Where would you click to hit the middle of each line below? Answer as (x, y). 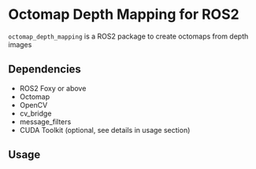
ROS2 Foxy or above (53, 88)
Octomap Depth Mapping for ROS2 (124, 15)
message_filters (45, 121)
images (20, 44)
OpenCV (33, 105)
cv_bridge (35, 113)
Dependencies (45, 70)
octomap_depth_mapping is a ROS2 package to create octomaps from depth (128, 36)
